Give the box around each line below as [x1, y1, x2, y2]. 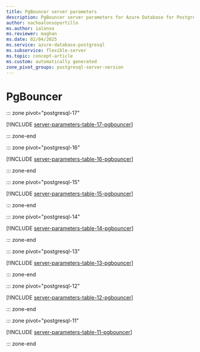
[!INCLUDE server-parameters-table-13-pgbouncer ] [6, 260, 134, 267]
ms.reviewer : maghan [6, 31, 58, 37]
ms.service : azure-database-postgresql [6, 42, 105, 48]
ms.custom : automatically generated [6, 58, 97, 64]
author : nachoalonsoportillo [6, 20, 79, 26]
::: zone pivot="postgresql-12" [6, 282, 80, 289]
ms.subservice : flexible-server [6, 48, 86, 54]
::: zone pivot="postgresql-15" [6, 179, 80, 186]
